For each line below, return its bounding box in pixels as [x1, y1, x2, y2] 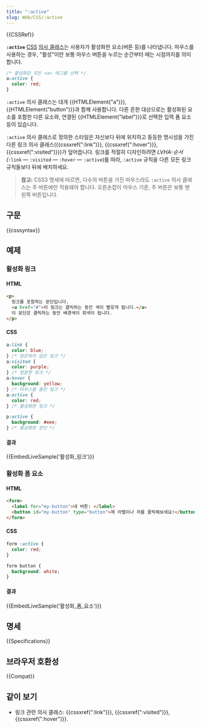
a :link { [6, 342, 28, 348]
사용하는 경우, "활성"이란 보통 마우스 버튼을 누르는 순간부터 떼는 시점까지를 [6, 50, 181, 57]
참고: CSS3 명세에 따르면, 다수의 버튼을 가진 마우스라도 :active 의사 [20, 176, 181, 183]
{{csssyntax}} [6, 226, 41, 233]
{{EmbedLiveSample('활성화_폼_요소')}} [6, 602, 102, 609]
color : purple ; [11, 364, 50, 370]
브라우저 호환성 [6, 656, 59, 666]
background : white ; [11, 568, 60, 575]
